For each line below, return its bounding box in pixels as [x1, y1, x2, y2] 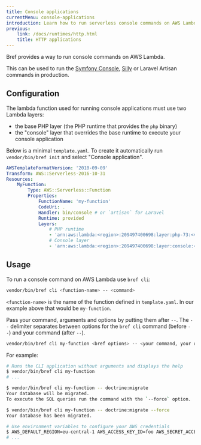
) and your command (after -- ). [8, 328, 86, 336]
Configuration [6, 88, 60, 99]
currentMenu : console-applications [6, 14, 95, 20]
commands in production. [6, 71, 70, 78]
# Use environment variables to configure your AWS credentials [6, 423, 170, 429]
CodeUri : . [38, 204, 66, 210]
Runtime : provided [38, 215, 84, 221]
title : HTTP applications [17, 37, 82, 43]
